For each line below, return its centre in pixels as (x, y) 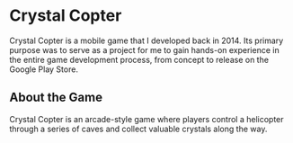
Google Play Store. (44, 69)
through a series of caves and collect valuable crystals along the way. (138, 129)
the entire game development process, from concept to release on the (139, 59)
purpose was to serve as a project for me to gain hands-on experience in (145, 49)
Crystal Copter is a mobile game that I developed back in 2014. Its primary (146, 40)
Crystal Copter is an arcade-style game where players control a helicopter (147, 119)
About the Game (56, 98)
